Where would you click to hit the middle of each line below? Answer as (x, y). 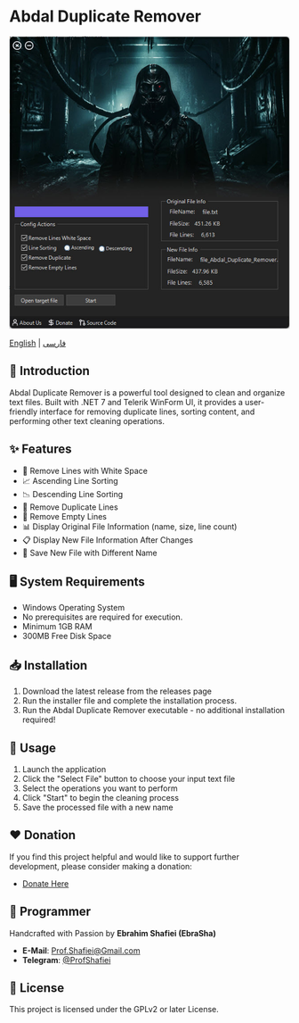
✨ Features (40, 449)
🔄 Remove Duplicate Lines (70, 507)
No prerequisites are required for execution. (102, 617)
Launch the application (64, 769)
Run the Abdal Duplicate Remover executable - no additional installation (154, 711)
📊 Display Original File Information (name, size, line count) (129, 526)
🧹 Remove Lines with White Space (85, 470)
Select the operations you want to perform (100, 788)
